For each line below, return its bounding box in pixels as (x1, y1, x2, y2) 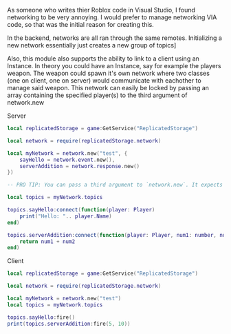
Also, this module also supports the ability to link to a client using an (7, 54, 199, 63)
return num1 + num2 (19, 238, 76, 245)
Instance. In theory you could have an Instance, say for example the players (7, 62, 221, 70)
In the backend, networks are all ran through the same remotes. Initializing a (7, 34, 222, 42)
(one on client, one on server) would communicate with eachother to (7, 76, 201, 85)
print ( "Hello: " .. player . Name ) (19, 213, 112, 220)
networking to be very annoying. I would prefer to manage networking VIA (7, 13, 217, 21)
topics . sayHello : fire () (7, 313, 76, 321)
